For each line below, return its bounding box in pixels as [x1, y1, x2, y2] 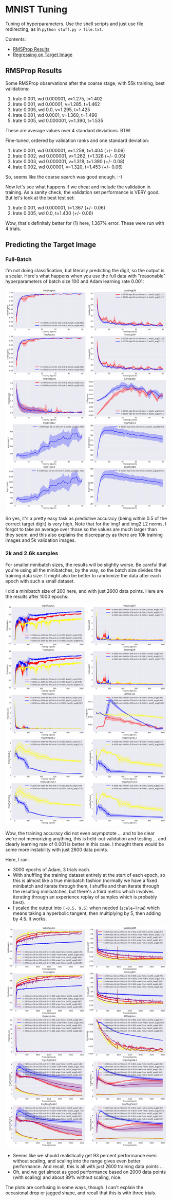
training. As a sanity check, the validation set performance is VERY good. [5, 189, 160, 195]
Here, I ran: [5, 856, 29, 862]
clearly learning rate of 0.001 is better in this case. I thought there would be [5, 841, 164, 847]
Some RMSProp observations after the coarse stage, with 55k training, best [5, 80, 165, 86]
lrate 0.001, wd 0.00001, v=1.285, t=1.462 [12, 101, 100, 107]
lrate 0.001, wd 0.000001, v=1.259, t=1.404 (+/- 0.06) [12, 147, 125, 153]
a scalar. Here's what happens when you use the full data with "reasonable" [5, 273, 166, 279]
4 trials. [5, 225, 22, 232]
